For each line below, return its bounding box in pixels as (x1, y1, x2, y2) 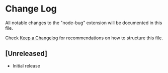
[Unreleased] (5, 49, 48, 58)
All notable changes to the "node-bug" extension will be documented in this (5, 20, 162, 26)
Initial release (12, 62, 40, 68)
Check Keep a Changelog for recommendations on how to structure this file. (5, 35, 163, 41)
